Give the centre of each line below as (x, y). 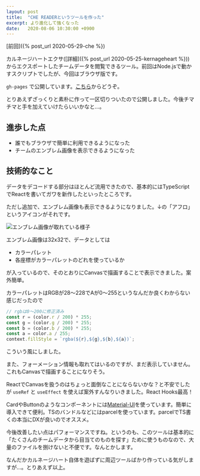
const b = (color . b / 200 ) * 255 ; (49, 328)
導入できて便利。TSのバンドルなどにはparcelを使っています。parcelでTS (96, 412)
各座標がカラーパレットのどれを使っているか (70, 260)
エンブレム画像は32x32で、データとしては (58, 239)
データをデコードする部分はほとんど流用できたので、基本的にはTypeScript (98, 187)
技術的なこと (30, 171)
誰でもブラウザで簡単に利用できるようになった (72, 143)
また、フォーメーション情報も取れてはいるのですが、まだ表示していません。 (100, 364)
